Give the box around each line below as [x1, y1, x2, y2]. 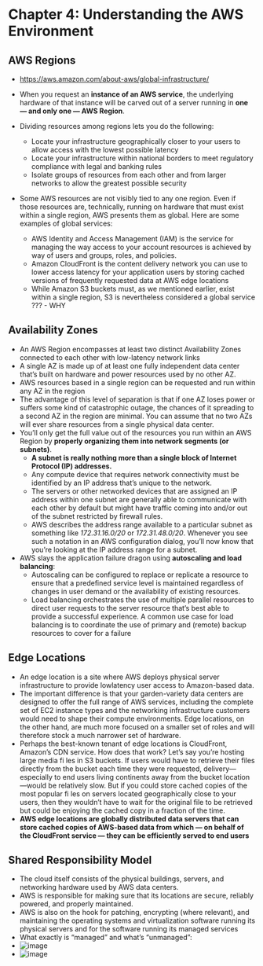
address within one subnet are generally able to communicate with [31, 494, 247, 504]
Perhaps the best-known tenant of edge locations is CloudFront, [19, 739, 228, 748]
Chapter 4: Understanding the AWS [8, 6, 244, 24]
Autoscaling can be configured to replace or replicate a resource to [31, 570, 249, 579]
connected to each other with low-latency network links [19, 352, 200, 362]
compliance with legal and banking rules [31, 162, 163, 171]
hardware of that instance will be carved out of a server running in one [19, 98, 249, 107]
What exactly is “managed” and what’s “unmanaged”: [19, 933, 192, 942]
